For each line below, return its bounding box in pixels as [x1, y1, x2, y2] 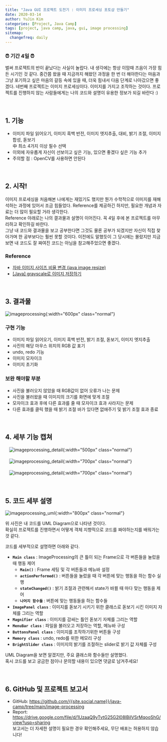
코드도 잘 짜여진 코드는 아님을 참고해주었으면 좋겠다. [19, 240, 121, 246]
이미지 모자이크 [12, 355, 42, 362]
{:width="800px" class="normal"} [54, 510, 125, 516]
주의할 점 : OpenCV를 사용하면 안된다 [12, 155, 86, 161]
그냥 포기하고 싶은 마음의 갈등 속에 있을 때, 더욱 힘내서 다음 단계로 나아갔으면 [5, 77, 154, 83]
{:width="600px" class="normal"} [45, 311, 116, 317]
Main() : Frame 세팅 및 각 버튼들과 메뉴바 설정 [19, 566, 110, 572]
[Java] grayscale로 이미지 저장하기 [12, 271, 82, 277]
